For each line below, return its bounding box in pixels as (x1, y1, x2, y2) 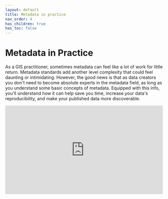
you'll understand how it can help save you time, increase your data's (5, 90, 148, 96)
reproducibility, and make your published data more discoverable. (5, 96, 140, 102)
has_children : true (5, 21, 46, 26)
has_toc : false (5, 26, 37, 31)
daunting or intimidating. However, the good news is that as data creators (5, 74, 156, 80)
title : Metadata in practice (5, 12, 66, 17)
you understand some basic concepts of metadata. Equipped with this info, (5, 85, 160, 91)
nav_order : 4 (5, 16, 32, 21)
